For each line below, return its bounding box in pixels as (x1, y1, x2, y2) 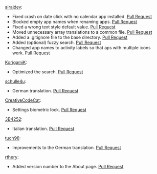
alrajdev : (5, 4, 23, 10)
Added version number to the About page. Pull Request (12, 164, 124, 169)
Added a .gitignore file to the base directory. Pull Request (12, 34, 128, 40)
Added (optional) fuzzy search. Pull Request (12, 40, 101, 45)
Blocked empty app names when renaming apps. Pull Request (12, 19, 137, 24)
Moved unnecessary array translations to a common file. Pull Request (12, 29, 153, 35)
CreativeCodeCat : (5, 97, 42, 103)
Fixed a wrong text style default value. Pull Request (12, 24, 116, 30)
